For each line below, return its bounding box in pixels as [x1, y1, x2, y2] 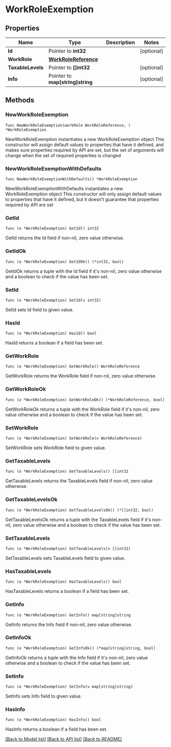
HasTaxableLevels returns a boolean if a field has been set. [5, 588, 129, 594]
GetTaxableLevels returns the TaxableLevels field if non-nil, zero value [5, 478, 153, 484]
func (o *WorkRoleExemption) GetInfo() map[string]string [5, 612, 131, 618]
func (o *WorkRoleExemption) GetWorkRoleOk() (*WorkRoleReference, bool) [5, 397, 165, 403]
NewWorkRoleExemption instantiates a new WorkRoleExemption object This [5, 136, 164, 142]
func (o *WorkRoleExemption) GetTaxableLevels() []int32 [5, 469, 129, 474]
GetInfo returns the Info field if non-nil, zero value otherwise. [5, 621, 132, 627]
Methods [5, 96, 35, 105]
